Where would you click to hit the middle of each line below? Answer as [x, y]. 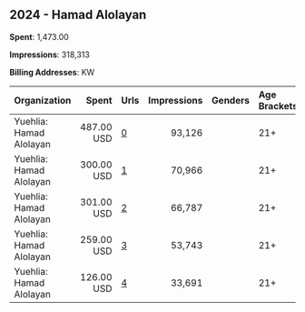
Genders [231, 100]
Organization [43, 100]
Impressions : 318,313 [50, 55]
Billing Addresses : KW [52, 72]
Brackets [278, 106]
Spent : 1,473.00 [39, 36]
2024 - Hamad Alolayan [78, 15]
